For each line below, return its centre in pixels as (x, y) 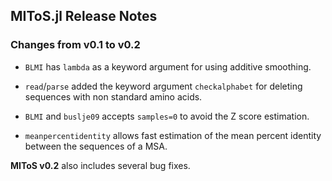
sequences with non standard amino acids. (113, 96)
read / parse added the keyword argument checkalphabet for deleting (163, 86)
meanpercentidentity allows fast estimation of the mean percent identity (173, 135)
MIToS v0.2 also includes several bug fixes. (100, 165)
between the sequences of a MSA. (96, 146)
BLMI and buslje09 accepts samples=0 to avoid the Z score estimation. (167, 116)
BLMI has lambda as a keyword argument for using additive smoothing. (168, 66)
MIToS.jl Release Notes (84, 16)
